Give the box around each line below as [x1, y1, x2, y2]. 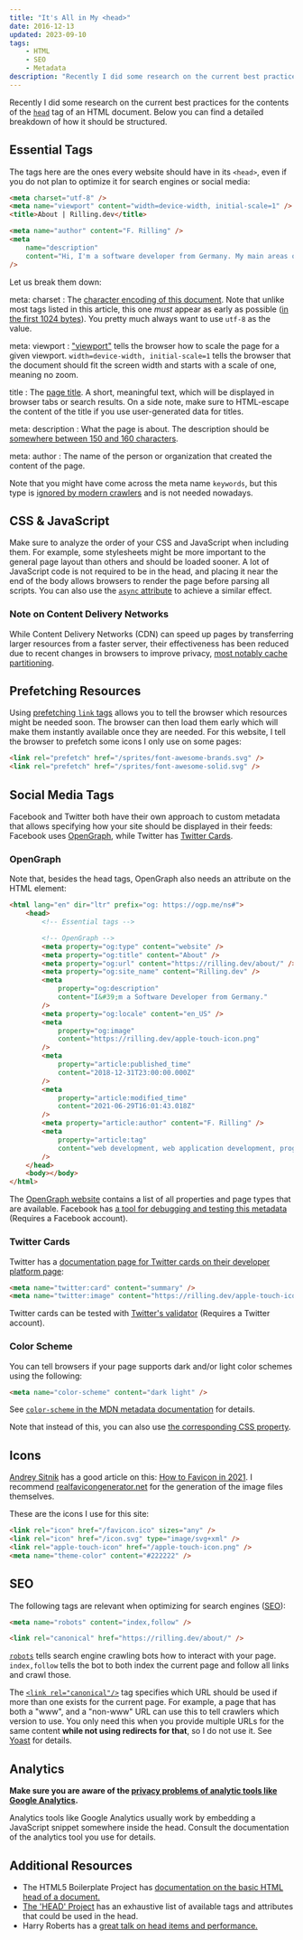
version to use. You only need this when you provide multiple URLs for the [9, 1716, 284, 1727]
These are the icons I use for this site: [9, 1509, 150, 1520]
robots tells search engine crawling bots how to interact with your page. [9, 1651, 277, 1662]
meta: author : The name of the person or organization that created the [9, 450, 272, 461]
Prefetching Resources [9, 683, 142, 699]
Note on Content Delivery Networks [9, 607, 170, 620]
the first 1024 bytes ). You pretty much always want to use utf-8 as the [9, 313, 271, 324]
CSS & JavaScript [9, 513, 110, 529]
